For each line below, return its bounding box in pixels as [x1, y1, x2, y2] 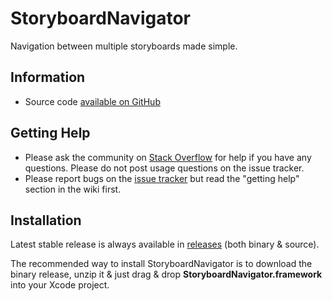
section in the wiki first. [24, 183, 122, 195]
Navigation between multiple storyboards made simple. [10, 40, 238, 52]
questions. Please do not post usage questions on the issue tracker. [24, 162, 305, 174]
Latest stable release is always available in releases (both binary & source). [10, 238, 320, 251]
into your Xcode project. [10, 279, 110, 291]
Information [10, 69, 86, 86]
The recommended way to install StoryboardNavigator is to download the [10, 258, 313, 270]
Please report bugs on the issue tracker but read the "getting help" [24, 172, 300, 184]
